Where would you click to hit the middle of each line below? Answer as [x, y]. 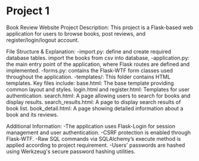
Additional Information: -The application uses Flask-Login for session [91, 126]
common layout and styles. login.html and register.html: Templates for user [98, 89]
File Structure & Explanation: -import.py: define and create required [89, 51]
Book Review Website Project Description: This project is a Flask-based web [100, 27]
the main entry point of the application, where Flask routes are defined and [98, 64]
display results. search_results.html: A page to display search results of [94, 102]
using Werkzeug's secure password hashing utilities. [71, 151]
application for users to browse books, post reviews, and [76, 33]
